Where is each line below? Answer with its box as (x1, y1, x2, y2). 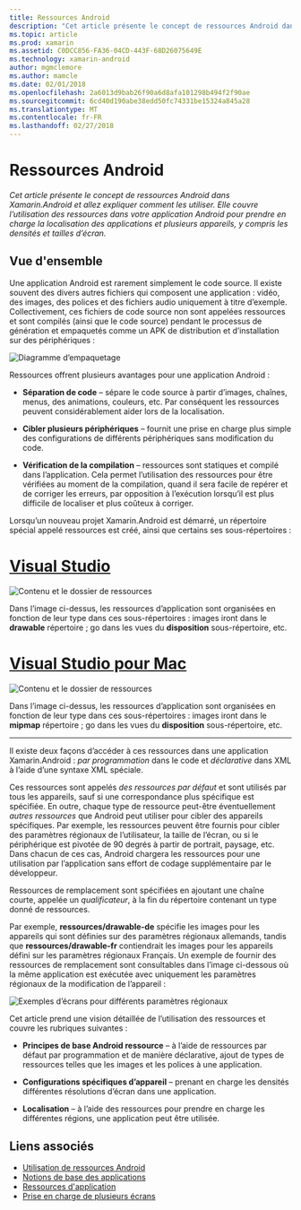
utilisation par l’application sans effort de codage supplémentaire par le (9, 858, 271, 869)
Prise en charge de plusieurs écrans (21, 1191, 156, 1202)
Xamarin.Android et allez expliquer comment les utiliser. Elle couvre (9, 199, 259, 210)
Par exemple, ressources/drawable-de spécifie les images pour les (9, 920, 260, 932)
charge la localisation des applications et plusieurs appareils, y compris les (9, 218, 288, 229)
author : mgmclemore (9, 64, 82, 73)
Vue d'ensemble (9, 254, 103, 269)
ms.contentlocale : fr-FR (9, 113, 102, 122)
